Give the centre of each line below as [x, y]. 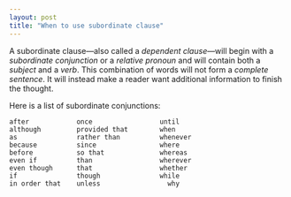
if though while [94, 176]
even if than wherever [100, 160]
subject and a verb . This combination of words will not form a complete [139, 69]
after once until [94, 121]
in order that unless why [94, 183]
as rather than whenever [100, 137]
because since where [94, 145]
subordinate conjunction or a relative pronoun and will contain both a [135, 60]
